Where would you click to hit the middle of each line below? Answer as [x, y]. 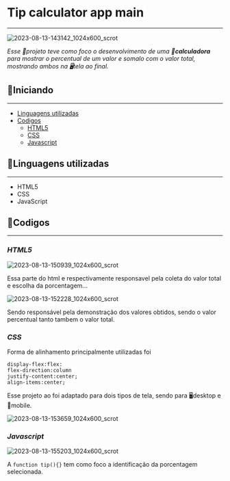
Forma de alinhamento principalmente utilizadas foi [79, 352]
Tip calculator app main [76, 13]
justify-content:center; [42, 376]
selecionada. [25, 472]
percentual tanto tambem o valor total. [61, 319]
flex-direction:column [39, 370]
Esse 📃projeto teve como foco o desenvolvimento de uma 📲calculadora [109, 51]
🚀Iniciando [30, 90]
